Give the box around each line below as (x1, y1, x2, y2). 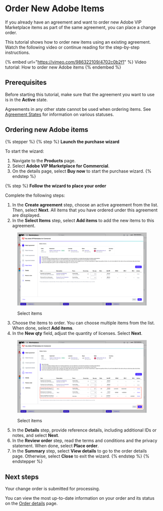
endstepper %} (12, 459, 43, 464)
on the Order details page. (5, 501, 58, 507)
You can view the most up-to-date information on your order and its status (5, 495, 155, 501)
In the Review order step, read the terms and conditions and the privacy (12, 437, 158, 444)
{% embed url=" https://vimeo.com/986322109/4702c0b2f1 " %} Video (5, 59, 146, 65)
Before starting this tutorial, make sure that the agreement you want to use (5, 91, 155, 97)
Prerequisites (5, 78, 47, 87)
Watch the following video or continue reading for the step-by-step (5, 44, 140, 50)
